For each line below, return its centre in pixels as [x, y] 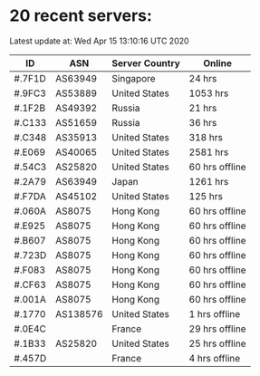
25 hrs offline [217, 343]
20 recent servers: [81, 16]
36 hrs [203, 122]
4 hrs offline [215, 358]
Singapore [134, 78]
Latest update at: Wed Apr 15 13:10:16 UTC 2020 [99, 41]
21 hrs [203, 108]
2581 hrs [209, 152]
